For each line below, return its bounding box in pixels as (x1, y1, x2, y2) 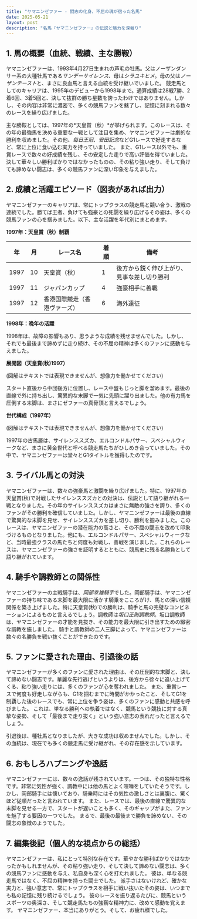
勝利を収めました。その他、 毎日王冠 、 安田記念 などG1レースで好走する (6, 136, 176, 143)
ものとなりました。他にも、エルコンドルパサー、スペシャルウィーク (21, 531, 185, 538)
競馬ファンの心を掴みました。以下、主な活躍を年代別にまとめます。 (6, 216, 170, 223)
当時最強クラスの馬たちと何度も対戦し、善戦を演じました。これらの (16, 539, 181, 546)
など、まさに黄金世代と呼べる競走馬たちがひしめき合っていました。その (16, 444, 191, 451)
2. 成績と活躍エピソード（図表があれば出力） (6, 185, 169, 195)
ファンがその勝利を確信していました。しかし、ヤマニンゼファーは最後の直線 (6, 509, 191, 516)
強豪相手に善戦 (116, 283, 158, 292)
